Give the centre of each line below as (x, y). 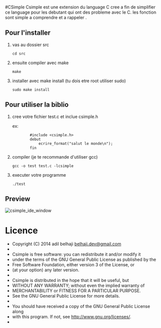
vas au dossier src (30, 45)
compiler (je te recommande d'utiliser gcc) (55, 157)
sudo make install (31, 90)
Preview (18, 199)
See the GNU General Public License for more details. (66, 296)
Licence (21, 230)
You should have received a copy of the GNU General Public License (81, 306)
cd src (19, 53)
